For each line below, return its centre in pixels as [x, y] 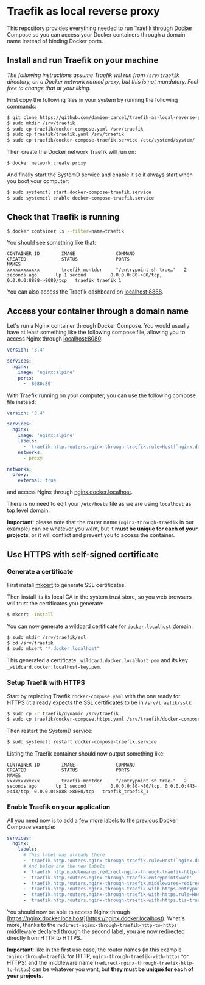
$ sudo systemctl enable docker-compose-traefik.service [81, 198]
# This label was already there [64, 855]
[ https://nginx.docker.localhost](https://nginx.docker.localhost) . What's [96, 918]
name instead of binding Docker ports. [55, 41]
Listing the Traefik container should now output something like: [86, 754]
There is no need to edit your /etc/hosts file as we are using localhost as [99, 504]
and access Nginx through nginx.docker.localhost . [70, 492]
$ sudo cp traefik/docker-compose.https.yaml [65, 719]
